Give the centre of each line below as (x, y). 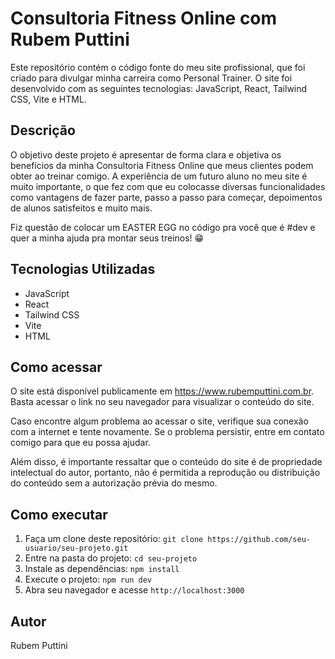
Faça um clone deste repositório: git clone (114, 539)
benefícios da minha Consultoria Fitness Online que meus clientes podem (162, 165)
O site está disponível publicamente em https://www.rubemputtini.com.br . (162, 391)
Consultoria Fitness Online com (144, 18)
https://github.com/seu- (259, 540)
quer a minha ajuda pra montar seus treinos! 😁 (107, 238)
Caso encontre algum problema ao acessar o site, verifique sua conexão (159, 421)
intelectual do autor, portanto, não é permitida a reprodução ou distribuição (165, 473)
